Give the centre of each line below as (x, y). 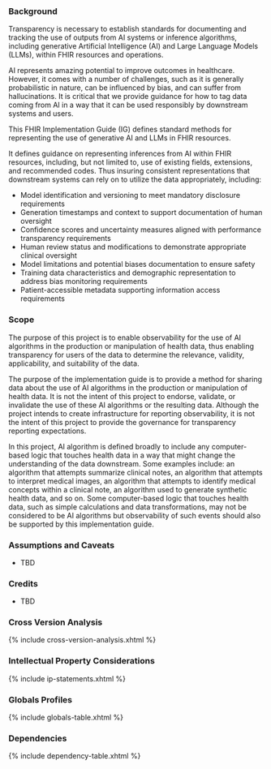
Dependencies (38, 738)
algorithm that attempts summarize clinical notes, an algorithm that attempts (135, 472)
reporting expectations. (47, 431)
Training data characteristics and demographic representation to (128, 273)
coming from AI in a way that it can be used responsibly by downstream (129, 105)
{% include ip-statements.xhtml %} (67, 678)
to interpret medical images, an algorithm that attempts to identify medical (132, 481)
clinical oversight (48, 256)
